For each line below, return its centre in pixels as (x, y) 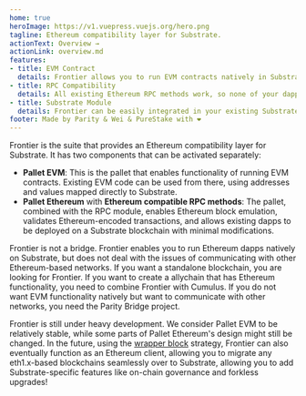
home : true (30, 18)
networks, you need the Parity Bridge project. (95, 307)
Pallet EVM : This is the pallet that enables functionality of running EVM (156, 173)
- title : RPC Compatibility (63, 86)
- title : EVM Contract (52, 69)
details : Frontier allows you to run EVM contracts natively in (142, 77)
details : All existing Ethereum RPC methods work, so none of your (148, 94)
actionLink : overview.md (56, 52)
